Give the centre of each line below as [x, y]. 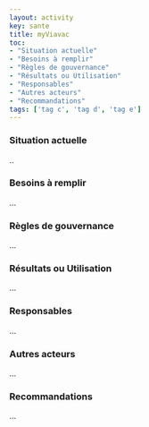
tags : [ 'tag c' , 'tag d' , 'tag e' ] [75, 109]
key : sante [29, 26]
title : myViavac [39, 34]
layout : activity [41, 17]
